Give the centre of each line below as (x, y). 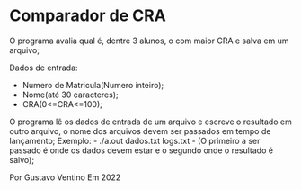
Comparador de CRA (88, 16)
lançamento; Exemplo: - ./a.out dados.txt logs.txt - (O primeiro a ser (135, 140)
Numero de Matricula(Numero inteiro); (93, 85)
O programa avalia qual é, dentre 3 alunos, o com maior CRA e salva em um (149, 41)
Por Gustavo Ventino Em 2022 (65, 177)
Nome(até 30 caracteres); (70, 95)
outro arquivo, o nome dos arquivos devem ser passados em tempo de (140, 131)
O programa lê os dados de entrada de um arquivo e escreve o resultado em (150, 122)
